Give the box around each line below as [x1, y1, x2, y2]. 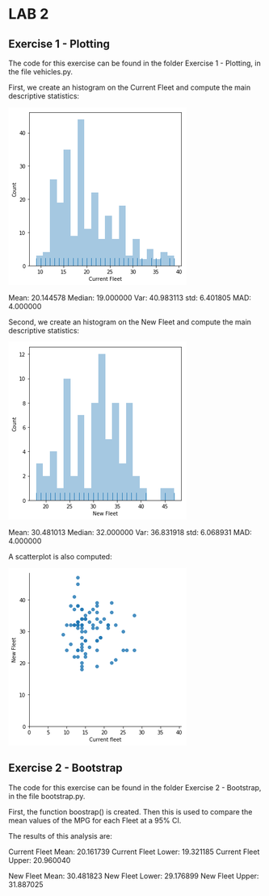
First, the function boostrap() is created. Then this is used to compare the [8, 806, 253, 816]
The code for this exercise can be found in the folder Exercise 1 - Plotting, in [8, 58, 261, 68]
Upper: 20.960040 [8, 855, 71, 865]
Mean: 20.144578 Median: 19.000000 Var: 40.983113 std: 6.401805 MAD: [8, 293, 252, 303]
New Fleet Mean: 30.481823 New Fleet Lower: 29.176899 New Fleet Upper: [8, 871, 259, 881]
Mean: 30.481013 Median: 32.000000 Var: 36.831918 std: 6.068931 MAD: [8, 528, 252, 537]
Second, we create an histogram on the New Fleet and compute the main [8, 317, 252, 327]
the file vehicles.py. [8, 67, 74, 77]
